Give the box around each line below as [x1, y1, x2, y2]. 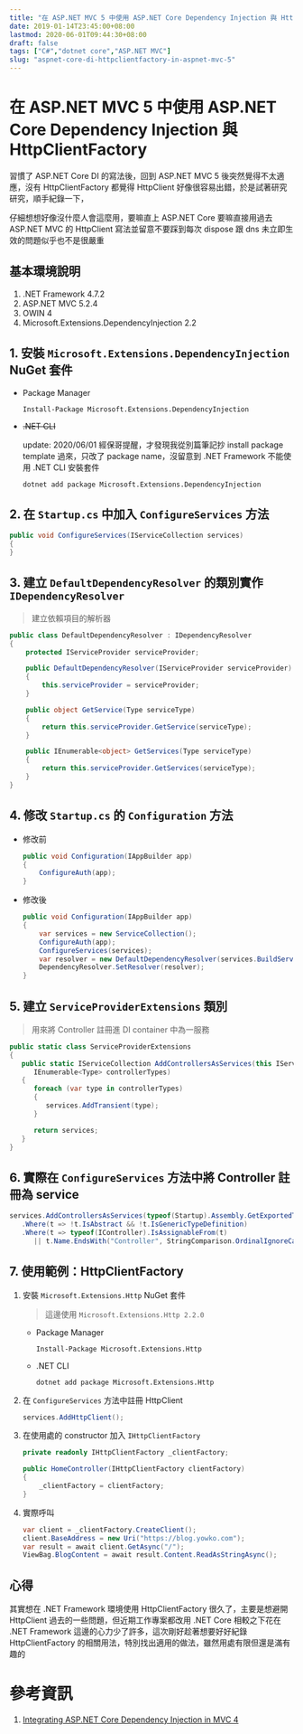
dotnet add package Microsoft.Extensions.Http [35, 1378, 215, 1387]
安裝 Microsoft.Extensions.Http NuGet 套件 [22, 1289, 187, 1300]
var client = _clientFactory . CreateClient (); [22, 1525, 197, 1534]
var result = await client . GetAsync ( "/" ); [22, 1542, 185, 1551]
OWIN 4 [22, 307, 52, 318]
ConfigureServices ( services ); [39, 946, 152, 955]
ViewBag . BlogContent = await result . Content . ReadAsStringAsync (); [22, 1550, 278, 1560]
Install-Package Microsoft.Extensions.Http [35, 1344, 203, 1353]
